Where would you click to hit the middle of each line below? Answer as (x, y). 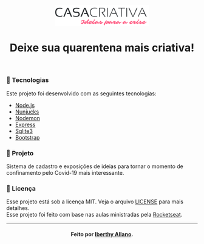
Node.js (25, 105)
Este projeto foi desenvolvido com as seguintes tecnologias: (81, 93)
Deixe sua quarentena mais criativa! (102, 48)
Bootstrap (27, 137)
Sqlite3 (24, 131)
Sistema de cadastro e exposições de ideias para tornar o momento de (95, 166)
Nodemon (28, 118)
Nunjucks (27, 112)
